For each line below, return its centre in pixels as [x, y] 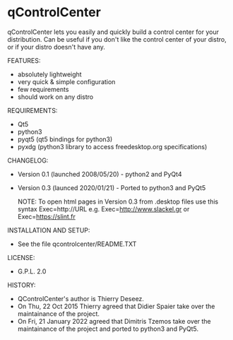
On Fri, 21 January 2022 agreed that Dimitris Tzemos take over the [114, 321]
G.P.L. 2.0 [32, 271]
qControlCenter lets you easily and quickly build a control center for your [113, 32]
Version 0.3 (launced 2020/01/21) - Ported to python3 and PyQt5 [112, 187]
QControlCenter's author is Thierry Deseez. [81, 298]
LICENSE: [21, 257]
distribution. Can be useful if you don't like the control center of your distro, [117, 39]
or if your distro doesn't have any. [56, 47]
